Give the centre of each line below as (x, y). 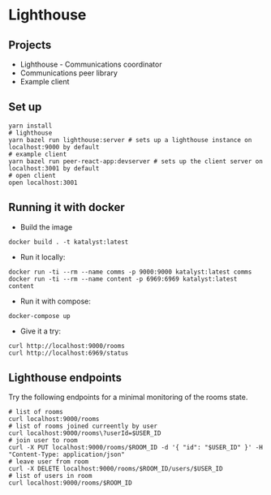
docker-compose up (39, 316)
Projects (30, 45)
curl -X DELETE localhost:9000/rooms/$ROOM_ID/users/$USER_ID (116, 469)
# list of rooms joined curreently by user (83, 426)
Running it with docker (67, 207)
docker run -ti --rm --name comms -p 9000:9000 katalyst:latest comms (130, 272)
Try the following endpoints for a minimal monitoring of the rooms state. (128, 397)
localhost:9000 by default (54, 147)
